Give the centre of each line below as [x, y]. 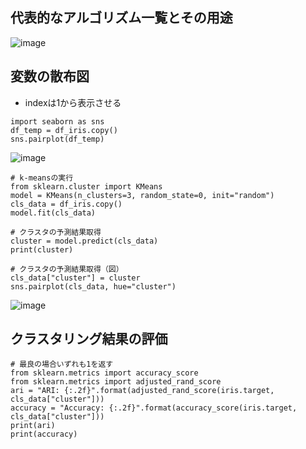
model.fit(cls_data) [53, 213]
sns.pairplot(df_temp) [57, 139]
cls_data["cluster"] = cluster [75, 278]
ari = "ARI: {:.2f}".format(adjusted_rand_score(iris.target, [142, 391]
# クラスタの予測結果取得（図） [67, 269]
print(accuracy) [44, 434]
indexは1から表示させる [73, 102]
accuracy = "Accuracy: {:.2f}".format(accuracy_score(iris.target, [154, 408]
